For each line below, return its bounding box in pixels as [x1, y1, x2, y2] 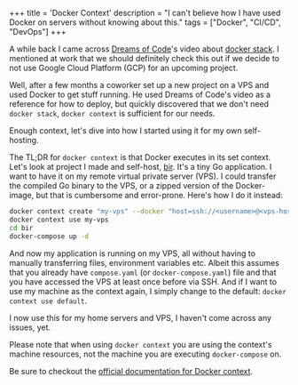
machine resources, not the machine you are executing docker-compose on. [9, 349, 282, 359]
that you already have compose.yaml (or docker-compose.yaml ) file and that [9, 267, 277, 277]
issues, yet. [9, 322, 51, 333]
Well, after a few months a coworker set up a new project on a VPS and [9, 80, 270, 90]
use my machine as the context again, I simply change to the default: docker [9, 285, 286, 296]
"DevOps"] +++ [9, 27, 67, 36]
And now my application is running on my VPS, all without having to [9, 248, 255, 259]
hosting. [9, 135, 39, 145]
